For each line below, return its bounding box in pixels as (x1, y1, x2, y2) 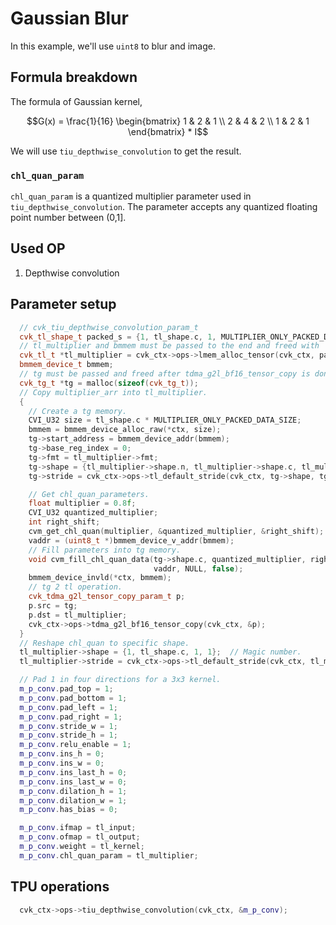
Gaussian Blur (10, 7, 129, 30)
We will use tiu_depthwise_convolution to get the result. (10, 145, 242, 157)
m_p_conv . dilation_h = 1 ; (19, 786, 128, 796)
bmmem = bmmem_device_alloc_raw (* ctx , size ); (28, 425, 222, 435)
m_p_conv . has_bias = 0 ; (19, 805, 118, 815)
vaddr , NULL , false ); (153, 563, 244, 574)
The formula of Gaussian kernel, (10, 95, 143, 107)
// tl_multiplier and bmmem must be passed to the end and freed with (19, 341, 320, 351)
